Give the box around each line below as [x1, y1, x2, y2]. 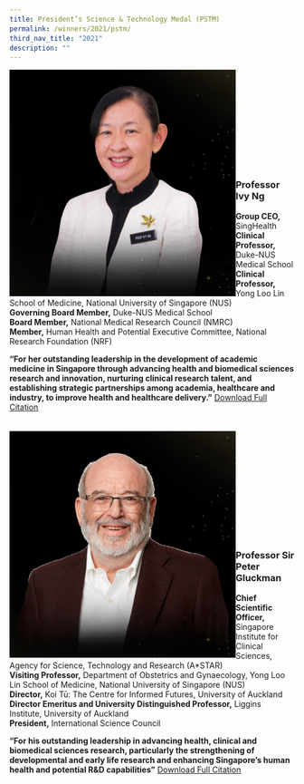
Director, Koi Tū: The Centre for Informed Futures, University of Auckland [9, 689, 283, 700]
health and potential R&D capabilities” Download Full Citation [9, 764, 242, 775]
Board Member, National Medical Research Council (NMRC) [9, 316, 233, 327]
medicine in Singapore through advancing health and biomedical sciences [9, 363, 294, 373]
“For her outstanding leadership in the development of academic [9, 353, 258, 364]
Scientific [235, 602, 273, 613]
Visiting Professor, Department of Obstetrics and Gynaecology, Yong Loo [9, 669, 286, 680]
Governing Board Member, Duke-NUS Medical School [9, 306, 213, 317]
